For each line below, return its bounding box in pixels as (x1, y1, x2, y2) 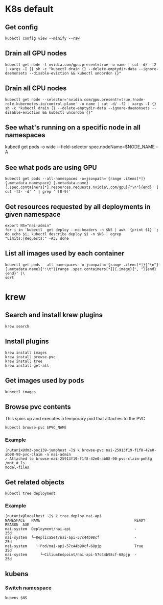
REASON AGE (5, 522, 29, 527)
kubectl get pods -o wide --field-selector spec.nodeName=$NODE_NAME (5, 144, 155, 150)
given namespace (5, 210, 61, 219)
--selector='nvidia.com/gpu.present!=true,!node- (42, 97, 146, 102)
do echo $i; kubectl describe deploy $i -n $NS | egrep (5, 232, 121, 237)
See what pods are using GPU (5, 163, 97, 172)
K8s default (5, 3, 54, 15)
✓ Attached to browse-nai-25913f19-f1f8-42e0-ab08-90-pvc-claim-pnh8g (5, 456, 152, 461)
